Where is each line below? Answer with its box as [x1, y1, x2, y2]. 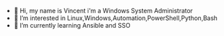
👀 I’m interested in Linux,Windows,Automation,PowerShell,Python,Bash [13, 14, 218, 22]
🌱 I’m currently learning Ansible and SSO [13, 21, 131, 29]
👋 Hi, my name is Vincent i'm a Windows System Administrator [13, 7, 193, 15]
